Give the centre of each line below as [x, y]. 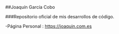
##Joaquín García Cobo [30, 7]
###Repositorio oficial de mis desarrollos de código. [60, 17]
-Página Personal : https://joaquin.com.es [49, 26]
